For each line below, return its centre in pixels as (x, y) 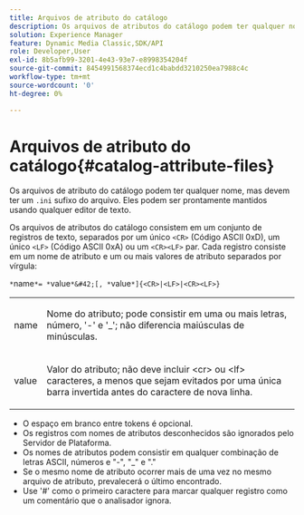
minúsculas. (72, 336)
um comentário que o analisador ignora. (97, 500)
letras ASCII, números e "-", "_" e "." (89, 462)
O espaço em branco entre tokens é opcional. (108, 423)
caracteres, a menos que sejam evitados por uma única (164, 381)
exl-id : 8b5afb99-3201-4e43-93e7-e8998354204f (99, 60)
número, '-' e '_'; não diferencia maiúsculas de (146, 326)
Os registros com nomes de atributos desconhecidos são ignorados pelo (158, 433)
